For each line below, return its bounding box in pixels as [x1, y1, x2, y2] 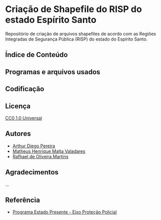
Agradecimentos [5, 168, 59, 176]
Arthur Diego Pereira [12, 143, 55, 149]
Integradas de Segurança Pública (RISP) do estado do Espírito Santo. [5, 36, 148, 42]
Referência [5, 195, 40, 204]
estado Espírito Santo [5, 14, 97, 26]
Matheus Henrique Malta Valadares [12, 148, 86, 154]
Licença [5, 102, 31, 110]
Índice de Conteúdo [5, 51, 68, 59]
